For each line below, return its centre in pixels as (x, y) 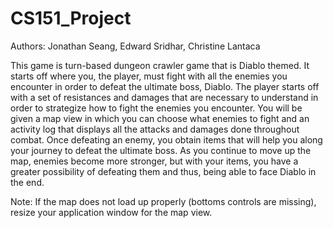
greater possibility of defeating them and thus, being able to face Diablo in (163, 171)
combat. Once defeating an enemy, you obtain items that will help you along (166, 139)
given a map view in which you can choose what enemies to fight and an (160, 118)
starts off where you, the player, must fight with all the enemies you (149, 76)
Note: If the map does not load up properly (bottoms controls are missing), (163, 201)
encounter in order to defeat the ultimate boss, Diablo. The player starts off (165, 86)
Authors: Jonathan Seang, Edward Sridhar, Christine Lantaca (135, 46)
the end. (27, 182)
